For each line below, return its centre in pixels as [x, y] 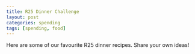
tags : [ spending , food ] [36, 28]
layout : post [23, 17]
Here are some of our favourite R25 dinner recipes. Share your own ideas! [98, 45]
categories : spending [33, 23]
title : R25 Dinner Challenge [43, 12]
